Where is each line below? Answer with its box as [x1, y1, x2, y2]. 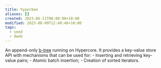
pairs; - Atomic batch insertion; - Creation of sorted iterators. [17, 57, 140, 63]
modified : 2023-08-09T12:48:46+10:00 [5, 20, 82, 26]
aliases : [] [5, 12, 29, 16]
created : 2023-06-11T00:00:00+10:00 [5, 16, 80, 21]
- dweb [9, 34, 23, 39]
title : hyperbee [5, 7, 38, 12]
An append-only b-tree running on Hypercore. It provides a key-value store [5, 47, 156, 53]
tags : [5, 25, 16, 30]
